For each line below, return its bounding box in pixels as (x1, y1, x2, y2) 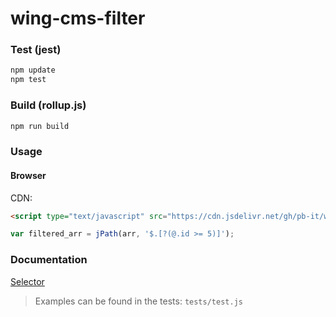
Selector (10, 275, 45, 287)
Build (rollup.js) (10, 98, 87, 112)
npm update (10, 65, 56, 76)
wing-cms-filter (10, 7, 146, 30)
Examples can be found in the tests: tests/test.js (34, 295, 243, 307)
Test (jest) (10, 43, 62, 57)
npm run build (10, 121, 70, 131)
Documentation (10, 253, 88, 267)
